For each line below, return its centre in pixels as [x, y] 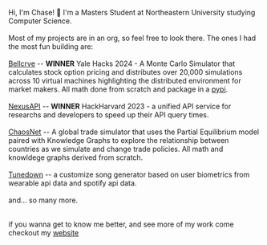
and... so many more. [43, 200]
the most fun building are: [51, 47]
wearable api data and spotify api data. [73, 183]
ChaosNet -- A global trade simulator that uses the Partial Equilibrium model [133, 132]
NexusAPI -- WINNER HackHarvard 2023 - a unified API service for [120, 106]
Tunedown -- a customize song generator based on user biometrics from [129, 174]
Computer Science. [40, 21]
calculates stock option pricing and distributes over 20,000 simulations [125, 72]
